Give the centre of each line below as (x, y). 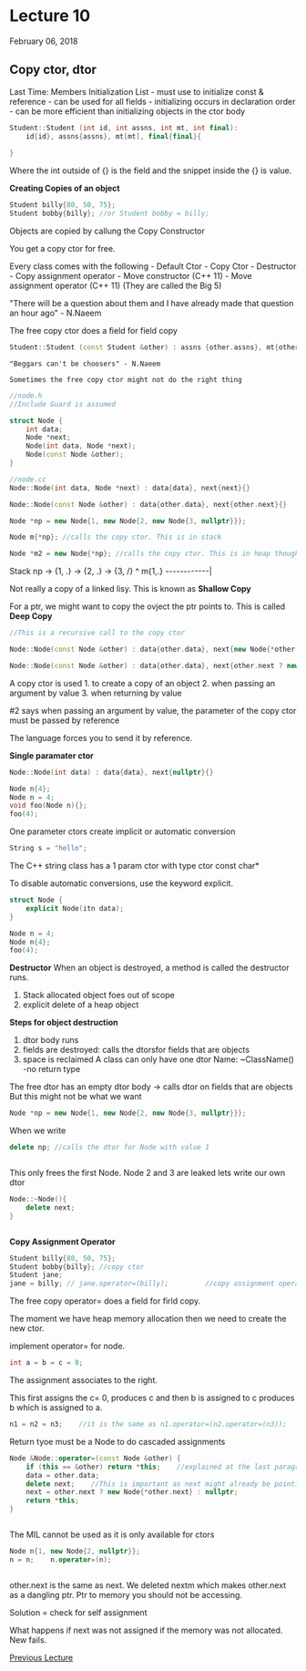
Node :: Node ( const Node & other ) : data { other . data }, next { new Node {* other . (154, 649)
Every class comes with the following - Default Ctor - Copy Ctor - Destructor (153, 266)
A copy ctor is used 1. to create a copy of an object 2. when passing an (143, 683)
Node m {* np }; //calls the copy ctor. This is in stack (116, 537)
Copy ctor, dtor (53, 70)
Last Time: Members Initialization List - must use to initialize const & (137, 91)
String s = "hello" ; (49, 849)
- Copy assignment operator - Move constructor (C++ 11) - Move (131, 276)
